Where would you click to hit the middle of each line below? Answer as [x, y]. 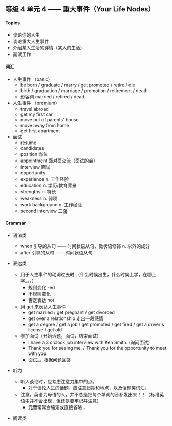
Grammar [16, 223]
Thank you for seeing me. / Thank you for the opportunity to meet [97, 348]
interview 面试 [35, 167]
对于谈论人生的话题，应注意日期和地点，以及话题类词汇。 [89, 388]
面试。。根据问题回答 [49, 360]
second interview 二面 [44, 211]
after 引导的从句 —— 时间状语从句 [56, 253]
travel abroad [34, 109]
